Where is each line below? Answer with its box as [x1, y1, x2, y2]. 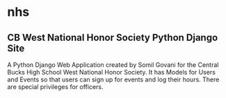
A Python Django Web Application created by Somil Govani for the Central [7, 61, 219, 69]
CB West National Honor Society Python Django [7, 32, 218, 43]
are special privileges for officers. [7, 83, 104, 90]
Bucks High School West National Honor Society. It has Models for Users [7, 68, 216, 76]
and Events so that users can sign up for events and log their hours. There [7, 75, 220, 84]
